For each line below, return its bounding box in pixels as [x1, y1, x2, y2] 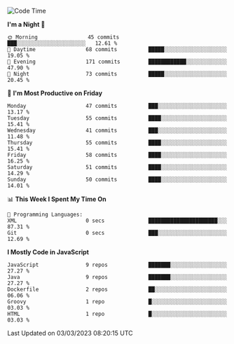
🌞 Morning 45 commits [7, 34, 120, 41]
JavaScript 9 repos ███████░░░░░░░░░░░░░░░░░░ [7, 261, 228, 268]
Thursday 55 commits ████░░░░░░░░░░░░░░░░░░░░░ [7, 139, 228, 146]
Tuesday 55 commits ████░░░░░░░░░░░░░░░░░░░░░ [7, 115, 228, 122]
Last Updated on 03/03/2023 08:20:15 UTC [7, 329, 133, 337]
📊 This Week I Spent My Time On [7, 195, 106, 203]
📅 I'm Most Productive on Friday [7, 89, 103, 97]
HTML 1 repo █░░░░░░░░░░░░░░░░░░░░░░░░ [7, 310, 228, 317]
